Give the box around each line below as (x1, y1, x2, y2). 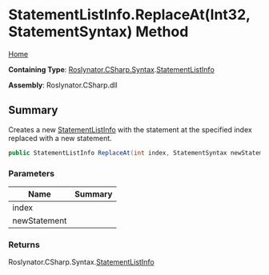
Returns (8, 239, 40, 250)
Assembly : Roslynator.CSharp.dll (8, 80, 118, 90)
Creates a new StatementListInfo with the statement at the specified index (8, 124, 252, 134)
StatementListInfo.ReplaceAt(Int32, (8, 6, 251, 24)
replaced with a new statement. (8, 133, 112, 143)
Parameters (8, 168, 54, 179)
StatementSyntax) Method (8, 22, 189, 41)
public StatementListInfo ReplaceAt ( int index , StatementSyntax (8, 148, 227, 157)
